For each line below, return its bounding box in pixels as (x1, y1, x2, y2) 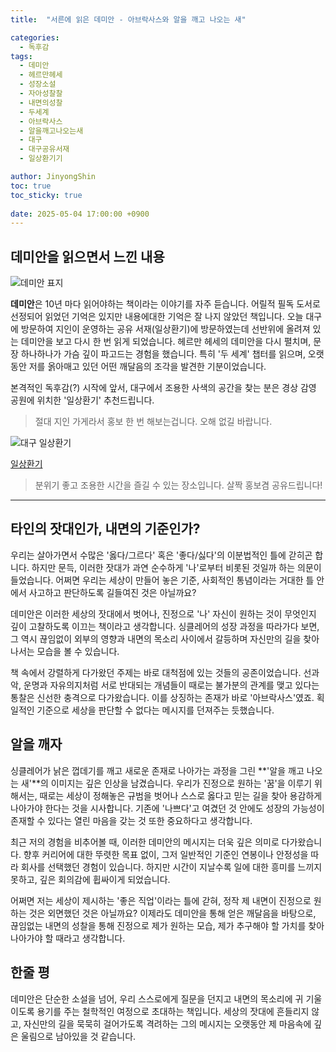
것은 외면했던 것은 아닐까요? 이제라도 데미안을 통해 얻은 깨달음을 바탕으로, (28, 907, 317, 919)
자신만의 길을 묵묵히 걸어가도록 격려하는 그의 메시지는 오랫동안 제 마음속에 (23, 1017, 312, 1030)
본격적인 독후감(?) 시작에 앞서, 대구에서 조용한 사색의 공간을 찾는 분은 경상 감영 (10, 382, 317, 394)
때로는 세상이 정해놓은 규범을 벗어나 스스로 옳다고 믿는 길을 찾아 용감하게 (39, 789, 323, 801)
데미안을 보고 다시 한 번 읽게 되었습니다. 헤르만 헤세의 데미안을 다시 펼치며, (20, 336, 312, 348)
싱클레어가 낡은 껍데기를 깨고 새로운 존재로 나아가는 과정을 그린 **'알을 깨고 (10, 764, 305, 776)
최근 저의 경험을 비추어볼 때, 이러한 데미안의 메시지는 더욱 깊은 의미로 (10, 836, 280, 848)
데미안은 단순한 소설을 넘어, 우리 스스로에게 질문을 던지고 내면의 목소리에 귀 (10, 992, 304, 1005)
